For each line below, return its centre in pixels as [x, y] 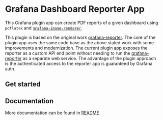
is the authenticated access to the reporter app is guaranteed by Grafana [79, 63]
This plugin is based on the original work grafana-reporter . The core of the [80, 37]
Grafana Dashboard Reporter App [75, 9]
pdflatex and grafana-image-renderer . [44, 28]
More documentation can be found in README [52, 113]
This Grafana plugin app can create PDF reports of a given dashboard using [82, 23]
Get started [23, 84]
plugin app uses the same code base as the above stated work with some [80, 42]
